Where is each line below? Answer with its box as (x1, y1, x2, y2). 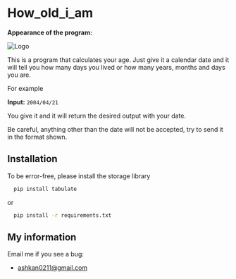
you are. (7, 70, 32, 79)
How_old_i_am (7, 5, 94, 21)
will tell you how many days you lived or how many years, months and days (7, 63, 225, 71)
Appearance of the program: (7, 28, 93, 37)
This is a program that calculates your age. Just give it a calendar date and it (7, 55, 230, 64)
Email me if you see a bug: (7, 250, 85, 259)
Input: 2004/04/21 (7, 97, 58, 106)
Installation (7, 153, 58, 165)
